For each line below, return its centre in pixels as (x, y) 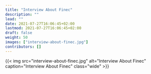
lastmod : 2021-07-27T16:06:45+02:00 (43, 28)
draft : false (19, 33)
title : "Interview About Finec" (39, 10)
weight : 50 (16, 38)
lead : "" (14, 19)
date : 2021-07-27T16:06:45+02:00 (40, 24)
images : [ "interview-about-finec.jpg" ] (47, 42)
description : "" (22, 14)
